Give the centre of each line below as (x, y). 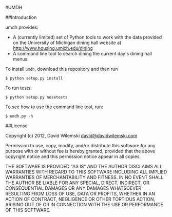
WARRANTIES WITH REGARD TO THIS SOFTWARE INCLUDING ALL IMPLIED (86, 172)
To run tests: (18, 88)
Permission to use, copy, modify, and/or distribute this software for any (80, 145)
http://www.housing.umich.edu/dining (53, 48)
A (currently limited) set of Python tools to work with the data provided (87, 37)
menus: (21, 59)
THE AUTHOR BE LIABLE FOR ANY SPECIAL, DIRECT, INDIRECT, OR (78, 183)
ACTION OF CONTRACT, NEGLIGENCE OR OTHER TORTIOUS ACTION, (80, 199)
